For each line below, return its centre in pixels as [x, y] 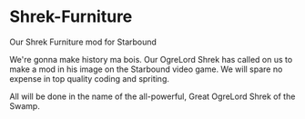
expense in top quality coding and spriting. [90, 78]
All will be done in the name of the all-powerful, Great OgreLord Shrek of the [152, 96]
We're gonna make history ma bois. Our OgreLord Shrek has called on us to [151, 59]
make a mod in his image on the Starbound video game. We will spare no [146, 69]
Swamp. [25, 105]
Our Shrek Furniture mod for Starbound [83, 42]
